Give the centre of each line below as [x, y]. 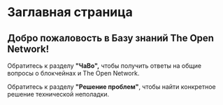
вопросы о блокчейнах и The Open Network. [73, 73]
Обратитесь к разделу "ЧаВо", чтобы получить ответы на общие [104, 66]
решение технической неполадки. [58, 94]
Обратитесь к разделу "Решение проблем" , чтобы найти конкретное [112, 87]
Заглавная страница [70, 12]
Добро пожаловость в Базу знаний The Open [111, 38]
